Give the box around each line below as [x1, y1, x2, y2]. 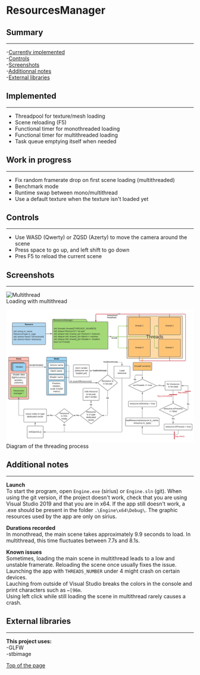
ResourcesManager [6, 4, 106, 17]
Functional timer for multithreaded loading [14, 131, 118, 139]
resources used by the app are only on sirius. [6, 513, 117, 520]
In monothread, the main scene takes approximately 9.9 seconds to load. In [6, 530, 191, 538]
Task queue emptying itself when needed [14, 137, 117, 145]
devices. [6, 573, 27, 580]
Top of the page [6, 661, 46, 669]
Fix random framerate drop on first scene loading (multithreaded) [14, 176, 176, 183]
